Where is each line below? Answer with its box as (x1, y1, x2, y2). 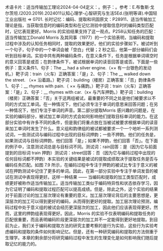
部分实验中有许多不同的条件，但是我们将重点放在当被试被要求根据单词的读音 (5, 119, 158, 125)
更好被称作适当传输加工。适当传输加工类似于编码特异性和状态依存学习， (9, 180, 154, 186)
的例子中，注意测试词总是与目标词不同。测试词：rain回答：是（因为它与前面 (5, 144, 157, 150)
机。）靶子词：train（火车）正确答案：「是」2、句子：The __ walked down (5, 71, 151, 77)
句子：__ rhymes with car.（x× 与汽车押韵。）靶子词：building (31, 89, 153, 95)
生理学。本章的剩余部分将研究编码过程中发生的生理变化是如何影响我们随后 (5, 235, 154, 240)
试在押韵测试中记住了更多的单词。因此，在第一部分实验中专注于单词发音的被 (5, 168, 158, 174)
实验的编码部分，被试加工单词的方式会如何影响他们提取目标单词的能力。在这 (5, 114, 158, 119)
